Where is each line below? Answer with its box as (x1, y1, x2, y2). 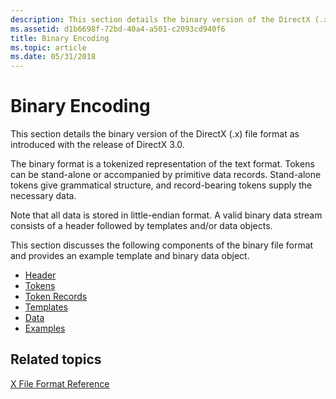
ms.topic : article (10, 42, 87, 53)
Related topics (10, 351, 102, 368)
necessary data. (10, 190, 77, 202)
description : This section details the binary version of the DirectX (10, 14, 311, 25)
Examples (24, 322, 66, 335)
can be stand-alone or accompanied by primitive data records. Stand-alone (10, 169, 322, 181)
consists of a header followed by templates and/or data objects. (10, 220, 273, 232)
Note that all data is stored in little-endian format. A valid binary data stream (10, 209, 323, 221)
